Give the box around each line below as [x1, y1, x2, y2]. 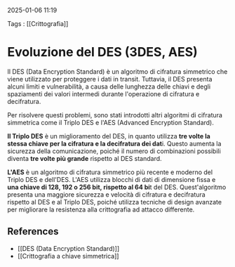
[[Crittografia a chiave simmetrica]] [17, 252, 119, 260]
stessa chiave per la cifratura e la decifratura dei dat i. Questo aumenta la [7, 139, 222, 148]
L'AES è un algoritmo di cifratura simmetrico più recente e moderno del [7, 168, 213, 176]
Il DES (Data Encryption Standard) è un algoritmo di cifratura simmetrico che [7, 67, 228, 76]
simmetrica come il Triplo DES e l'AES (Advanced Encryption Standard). [7, 118, 214, 126]
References [7, 226, 59, 237]
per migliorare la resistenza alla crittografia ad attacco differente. [7, 205, 195, 214]
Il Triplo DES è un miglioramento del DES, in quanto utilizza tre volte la [7, 131, 210, 140]
